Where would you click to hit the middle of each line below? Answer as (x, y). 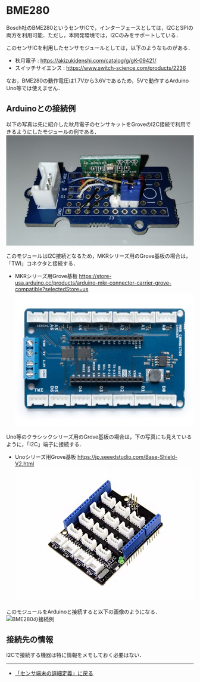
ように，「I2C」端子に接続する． (46, 445)
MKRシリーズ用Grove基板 (46, 276)
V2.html (24, 464)
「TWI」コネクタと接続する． (43, 264)
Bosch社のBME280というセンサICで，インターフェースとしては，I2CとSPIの (100, 27)
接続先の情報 (30, 640)
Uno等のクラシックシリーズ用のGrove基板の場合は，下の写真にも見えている (99, 437)
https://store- (95, 276)
